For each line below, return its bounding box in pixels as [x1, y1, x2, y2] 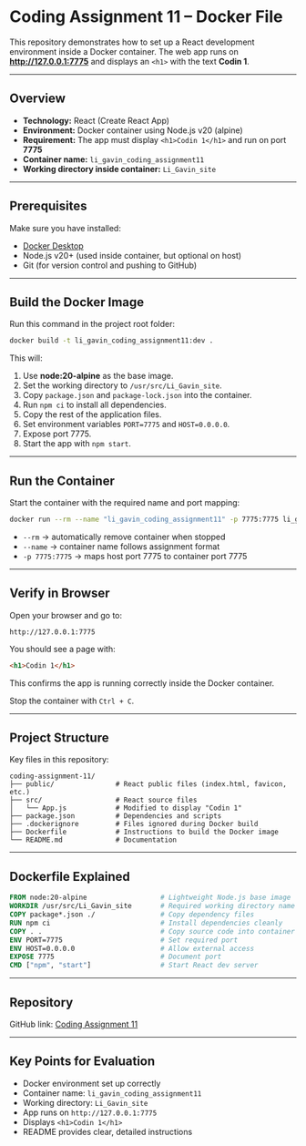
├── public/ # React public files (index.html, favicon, [9, 780, 287, 789]
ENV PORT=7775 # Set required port [9, 936, 239, 945]
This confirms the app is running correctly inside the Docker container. [9, 677, 275, 689]
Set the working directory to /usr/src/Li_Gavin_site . [22, 380, 222, 391]
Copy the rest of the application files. [22, 409, 162, 420]
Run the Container [9, 473, 116, 488]
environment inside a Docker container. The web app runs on [9, 46, 239, 56]
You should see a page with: [9, 643, 116, 654]
